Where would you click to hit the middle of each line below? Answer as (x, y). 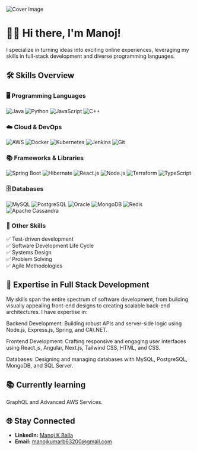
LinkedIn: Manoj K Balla (44, 436)
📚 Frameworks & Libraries (45, 158)
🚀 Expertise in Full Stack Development (78, 285)
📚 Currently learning (46, 385)
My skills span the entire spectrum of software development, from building (97, 299)
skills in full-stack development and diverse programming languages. (90, 56)
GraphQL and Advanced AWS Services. (54, 402)
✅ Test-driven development (40, 239)
